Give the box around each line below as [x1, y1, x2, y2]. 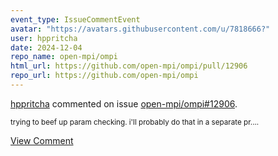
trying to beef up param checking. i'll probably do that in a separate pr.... [10, 117, 260, 127]
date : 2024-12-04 [10, 42, 83, 53]
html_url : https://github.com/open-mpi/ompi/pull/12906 [10, 61, 248, 71]
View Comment [10, 134, 74, 146]
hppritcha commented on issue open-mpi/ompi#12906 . [10, 97, 238, 110]
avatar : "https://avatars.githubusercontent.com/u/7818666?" [10, 24, 271, 34]
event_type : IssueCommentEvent [10, 14, 141, 25]
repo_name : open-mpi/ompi [10, 52, 118, 62]
